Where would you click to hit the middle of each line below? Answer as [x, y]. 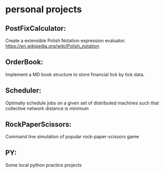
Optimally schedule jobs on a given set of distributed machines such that [82, 103]
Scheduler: [23, 91]
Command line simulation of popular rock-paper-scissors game [72, 137]
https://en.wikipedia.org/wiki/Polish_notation [52, 46]
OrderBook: [24, 62]
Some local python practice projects [44, 165]
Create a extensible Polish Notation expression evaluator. [66, 40]
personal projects [44, 9]
